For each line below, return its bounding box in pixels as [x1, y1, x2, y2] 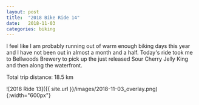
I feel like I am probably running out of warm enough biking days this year [6, 42, 191, 50]
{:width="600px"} [6, 92, 52, 99]
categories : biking [6, 25, 56, 32]
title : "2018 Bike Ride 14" [6, 15, 80, 21]
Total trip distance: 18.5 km [6, 73, 74, 81]
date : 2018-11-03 [6, 20, 56, 26]
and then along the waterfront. [6, 62, 83, 69]
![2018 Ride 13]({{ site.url [6, 86, 69, 93]
